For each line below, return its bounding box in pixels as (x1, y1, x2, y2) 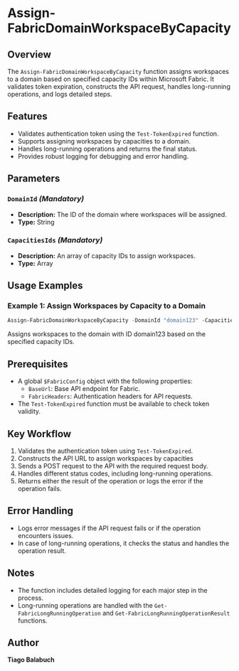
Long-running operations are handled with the (17, 601, 153, 609)
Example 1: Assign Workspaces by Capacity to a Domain (7, 301, 206, 311)
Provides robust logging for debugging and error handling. (17, 151, 189, 161)
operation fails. (17, 484, 62, 493)
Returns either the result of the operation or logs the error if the (17, 476, 203, 485)
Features (7, 110, 48, 122)
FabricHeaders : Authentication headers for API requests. (28, 392, 193, 401)
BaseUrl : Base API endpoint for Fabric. (28, 385, 141, 393)
